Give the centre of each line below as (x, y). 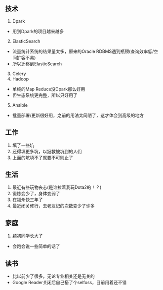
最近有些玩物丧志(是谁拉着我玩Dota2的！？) (57, 187)
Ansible (20, 105)
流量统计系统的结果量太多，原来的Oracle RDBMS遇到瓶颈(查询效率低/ (83, 51)
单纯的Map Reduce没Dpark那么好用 (49, 89)
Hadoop (20, 79)
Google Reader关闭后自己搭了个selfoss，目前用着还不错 (69, 283)
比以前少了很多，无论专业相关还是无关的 (53, 276)
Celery (19, 74)
